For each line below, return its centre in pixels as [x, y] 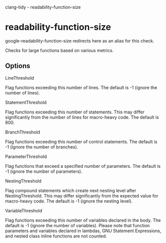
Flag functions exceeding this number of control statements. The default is [81, 142]
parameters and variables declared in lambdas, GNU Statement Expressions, [83, 231]
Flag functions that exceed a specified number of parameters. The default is [83, 166]
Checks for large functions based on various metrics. [59, 50]
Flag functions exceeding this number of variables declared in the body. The [83, 220]
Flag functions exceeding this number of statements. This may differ [75, 112]
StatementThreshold [26, 102]
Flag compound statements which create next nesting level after [71, 191]
